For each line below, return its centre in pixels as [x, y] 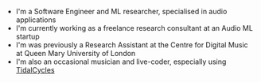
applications [36, 20]
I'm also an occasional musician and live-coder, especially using [121, 61]
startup [27, 36]
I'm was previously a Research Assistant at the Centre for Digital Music [132, 45]
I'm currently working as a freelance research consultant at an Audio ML [134, 28]
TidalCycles [35, 70]
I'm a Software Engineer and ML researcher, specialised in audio [121, 11]
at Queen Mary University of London [76, 53]
